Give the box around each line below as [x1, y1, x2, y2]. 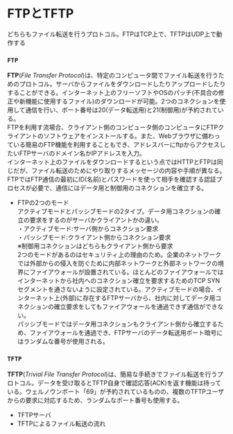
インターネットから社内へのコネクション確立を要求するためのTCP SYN [17, 277, 221, 285]
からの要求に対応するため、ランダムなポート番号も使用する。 [7, 396, 184, 404]
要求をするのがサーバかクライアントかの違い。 [29, 216, 164, 225]
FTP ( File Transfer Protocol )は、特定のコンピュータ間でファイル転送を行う [7, 71, 218, 80]
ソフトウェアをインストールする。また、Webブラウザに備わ [43, 132, 214, 140]
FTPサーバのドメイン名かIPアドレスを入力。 [19, 149, 146, 157]
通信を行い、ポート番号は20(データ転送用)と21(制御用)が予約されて [25, 106, 218, 114]
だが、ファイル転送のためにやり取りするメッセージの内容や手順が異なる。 [12, 166, 226, 175]
